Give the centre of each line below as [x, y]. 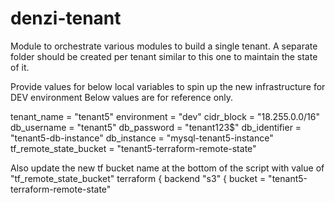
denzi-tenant [66, 18]
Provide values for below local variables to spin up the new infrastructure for [168, 86]
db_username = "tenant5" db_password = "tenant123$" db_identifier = [156, 127]
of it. [20, 67]
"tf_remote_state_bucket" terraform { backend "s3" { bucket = [138, 178]
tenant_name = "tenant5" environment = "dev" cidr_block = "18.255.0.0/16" [165, 116]
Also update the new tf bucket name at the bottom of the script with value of [167, 168]
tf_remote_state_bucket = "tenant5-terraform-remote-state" [133, 148]
